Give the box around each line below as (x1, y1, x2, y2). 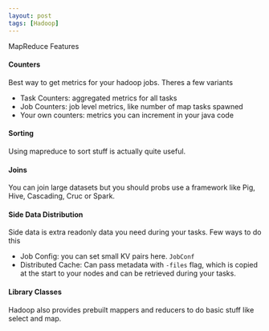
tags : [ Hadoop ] (8, 19, 59, 27)
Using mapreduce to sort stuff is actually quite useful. (8, 146, 186, 156)
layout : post (8, 11, 52, 20)
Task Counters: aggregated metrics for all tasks (19, 93, 177, 103)
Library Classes (8, 287, 62, 296)
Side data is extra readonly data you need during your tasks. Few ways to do (8, 227, 262, 237)
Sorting (8, 129, 35, 138)
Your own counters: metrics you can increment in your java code (19, 110, 234, 120)
